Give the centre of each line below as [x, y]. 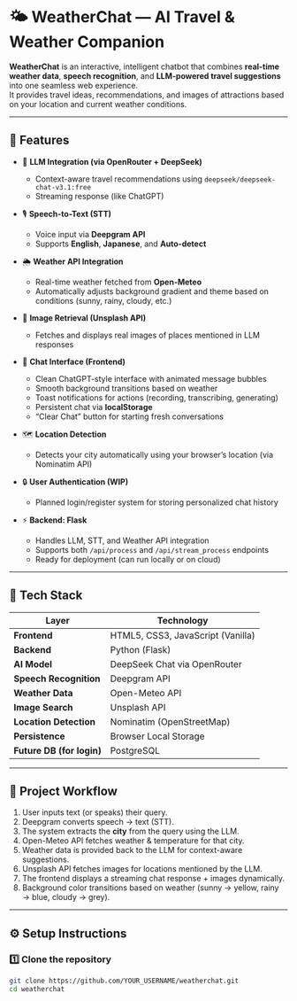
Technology [183, 620]
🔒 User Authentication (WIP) [75, 481]
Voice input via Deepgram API [90, 234]
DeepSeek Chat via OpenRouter [176, 663]
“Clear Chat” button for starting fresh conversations [129, 416]
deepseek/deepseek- [240, 179]
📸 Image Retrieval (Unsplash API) [84, 318]
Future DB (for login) [57, 750]
